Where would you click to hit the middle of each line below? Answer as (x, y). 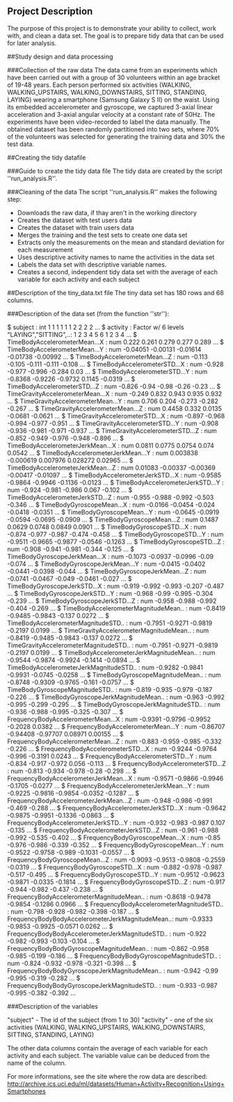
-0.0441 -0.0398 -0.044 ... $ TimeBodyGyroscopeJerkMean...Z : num (107, 571)
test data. (21, 144)
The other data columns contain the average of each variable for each (107, 1048)
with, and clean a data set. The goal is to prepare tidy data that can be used (115, 36)
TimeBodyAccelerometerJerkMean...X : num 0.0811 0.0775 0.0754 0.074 (111, 446)
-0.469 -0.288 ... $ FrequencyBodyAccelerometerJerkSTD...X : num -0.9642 (117, 808)
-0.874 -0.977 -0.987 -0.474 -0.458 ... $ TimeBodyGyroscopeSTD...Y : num (115, 534)
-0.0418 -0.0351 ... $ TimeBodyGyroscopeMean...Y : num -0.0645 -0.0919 (113, 512)
